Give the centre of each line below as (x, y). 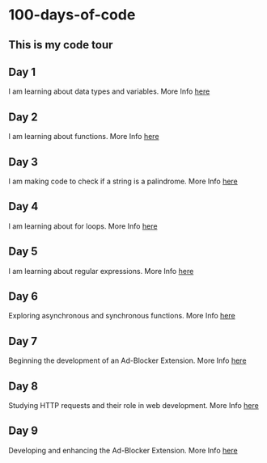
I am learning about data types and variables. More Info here (109, 91)
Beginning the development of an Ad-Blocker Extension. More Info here (127, 360)
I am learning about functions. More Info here (84, 137)
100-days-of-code (72, 15)
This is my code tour (61, 45)
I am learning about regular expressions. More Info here (101, 271)
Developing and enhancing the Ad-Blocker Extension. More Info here (123, 450)
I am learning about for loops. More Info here (83, 226)
